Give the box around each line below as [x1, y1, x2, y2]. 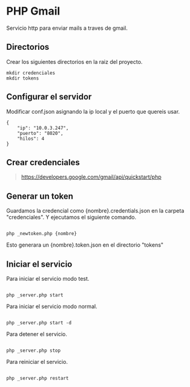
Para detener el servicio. [6, 330, 68, 338]
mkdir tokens [6, 75, 39, 81]
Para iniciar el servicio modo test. [6, 275, 90, 282]
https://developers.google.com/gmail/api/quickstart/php [21, 173, 162, 180]
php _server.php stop [6, 348, 61, 354]
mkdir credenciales [6, 70, 56, 76]
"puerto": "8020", [17, 130, 64, 136]
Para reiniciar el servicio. [6, 358, 68, 365]
